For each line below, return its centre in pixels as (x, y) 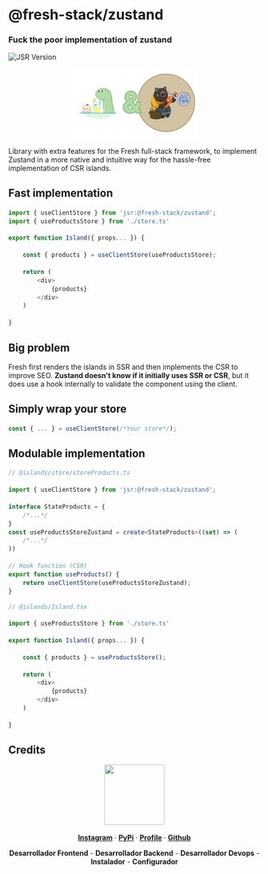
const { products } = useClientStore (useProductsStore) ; (120, 255)
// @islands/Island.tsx (48, 606)
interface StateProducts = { (57, 506)
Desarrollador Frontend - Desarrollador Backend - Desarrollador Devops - (134, 853)
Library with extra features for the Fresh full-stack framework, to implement (133, 151)
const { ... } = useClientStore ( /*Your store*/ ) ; (93, 429)
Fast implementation (61, 193)
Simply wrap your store (68, 409)
